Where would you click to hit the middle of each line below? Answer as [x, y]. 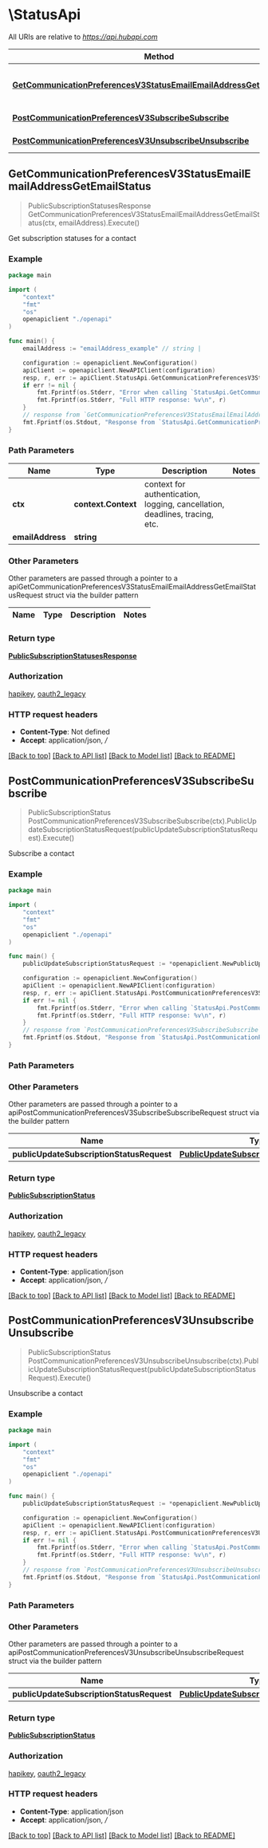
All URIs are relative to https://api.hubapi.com [83, 37]
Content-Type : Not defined [65, 732]
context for [165, 484]
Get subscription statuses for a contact [73, 238]
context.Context [105, 504]
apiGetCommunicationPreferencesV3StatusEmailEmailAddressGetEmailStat [132, 587]
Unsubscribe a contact [46, 1393]
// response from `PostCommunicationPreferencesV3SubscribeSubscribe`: [144, 1030]
